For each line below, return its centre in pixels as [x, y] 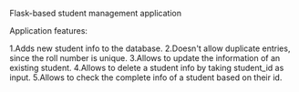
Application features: [49, 31]
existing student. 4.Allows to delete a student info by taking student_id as [147, 68]
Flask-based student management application [96, 13]
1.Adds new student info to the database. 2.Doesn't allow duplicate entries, [150, 48]
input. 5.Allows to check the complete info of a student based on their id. [146, 77]
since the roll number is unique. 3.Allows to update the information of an [145, 58]
